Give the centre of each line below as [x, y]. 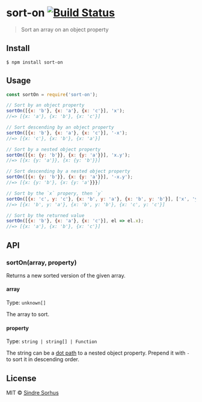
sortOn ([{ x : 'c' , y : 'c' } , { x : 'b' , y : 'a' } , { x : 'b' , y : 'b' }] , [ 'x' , [98, 199]
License [21, 378]
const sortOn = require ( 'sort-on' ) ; [52, 94]
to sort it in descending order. [43, 359]
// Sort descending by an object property [60, 127]
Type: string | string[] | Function [52, 341]
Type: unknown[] [26, 303]
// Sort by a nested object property [54, 149]
